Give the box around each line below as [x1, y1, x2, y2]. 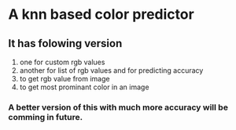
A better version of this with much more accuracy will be [8, 102, 228, 113]
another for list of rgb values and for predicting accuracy [19, 66, 204, 75]
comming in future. [8, 111, 83, 122]
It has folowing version [8, 37, 123, 50]
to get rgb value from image [19, 74, 110, 83]
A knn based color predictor [8, 5, 194, 23]
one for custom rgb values [19, 57, 105, 67]
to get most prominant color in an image [19, 82, 149, 92]
